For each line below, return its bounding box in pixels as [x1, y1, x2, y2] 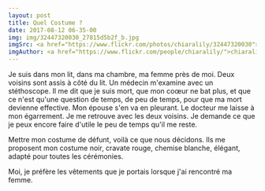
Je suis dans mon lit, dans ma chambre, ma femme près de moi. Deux [8, 70, 235, 79]
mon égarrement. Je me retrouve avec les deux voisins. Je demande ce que [8, 112, 256, 120]
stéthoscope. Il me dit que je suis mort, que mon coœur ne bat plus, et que [8, 86, 251, 95]
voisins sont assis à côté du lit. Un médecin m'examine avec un [8, 78, 214, 87]
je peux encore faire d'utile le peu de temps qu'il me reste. [8, 119, 198, 129]
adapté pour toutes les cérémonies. [8, 152, 124, 161]
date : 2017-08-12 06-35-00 [8, 26, 97, 34]
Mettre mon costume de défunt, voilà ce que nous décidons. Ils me [8, 135, 226, 144]
